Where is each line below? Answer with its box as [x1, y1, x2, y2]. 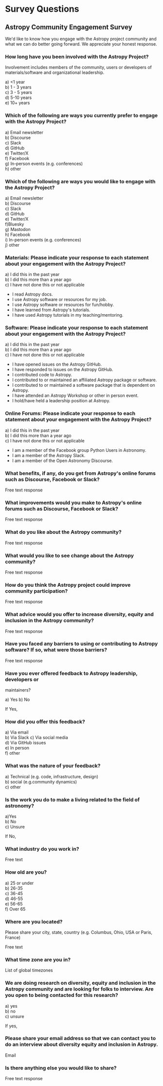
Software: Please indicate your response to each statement [5, 324, 148, 331]
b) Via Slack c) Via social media [5, 735, 68, 740]
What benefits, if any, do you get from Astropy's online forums [5, 470, 156, 477]
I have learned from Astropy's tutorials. [12, 307, 91, 313]
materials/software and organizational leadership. [5, 69, 105, 75]
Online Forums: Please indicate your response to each [5, 410, 135, 417]
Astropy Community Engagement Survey [5, 23, 132, 31]
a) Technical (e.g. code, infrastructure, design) [5, 773, 99, 779]
